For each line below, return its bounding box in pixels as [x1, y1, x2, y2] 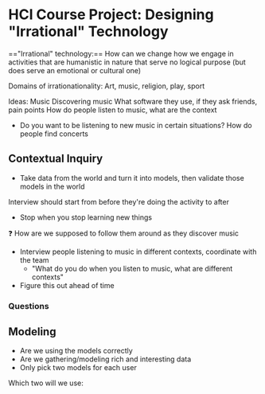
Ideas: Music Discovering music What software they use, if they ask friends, [8, 96, 257, 106]
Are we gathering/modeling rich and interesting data [19, 354, 192, 364]
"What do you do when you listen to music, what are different [31, 263, 233, 273]
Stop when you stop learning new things [19, 213, 153, 222]
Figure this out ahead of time [19, 280, 115, 290]
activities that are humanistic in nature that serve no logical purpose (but [8, 57, 247, 67]
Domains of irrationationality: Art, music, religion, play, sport [8, 81, 205, 91]
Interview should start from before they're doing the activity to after [8, 197, 229, 206]
